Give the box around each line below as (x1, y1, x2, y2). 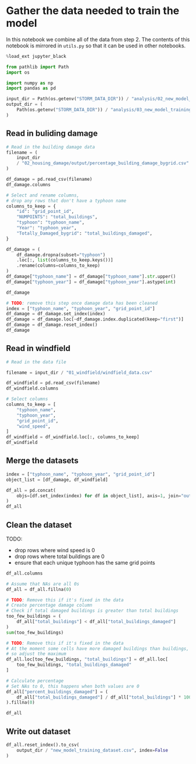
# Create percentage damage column (6, 603, 93, 608)
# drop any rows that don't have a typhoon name (6, 198, 127, 204)
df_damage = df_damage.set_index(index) (6, 311, 106, 317)
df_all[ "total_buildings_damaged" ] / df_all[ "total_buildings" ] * (16, 694, 181, 700)
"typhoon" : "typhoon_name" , (16, 219, 85, 226)
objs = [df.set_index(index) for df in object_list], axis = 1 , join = (16, 493, 181, 498)
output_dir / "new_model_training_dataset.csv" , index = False (16, 747, 168, 753)
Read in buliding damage (6, 129, 98, 139)
